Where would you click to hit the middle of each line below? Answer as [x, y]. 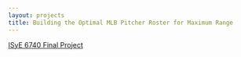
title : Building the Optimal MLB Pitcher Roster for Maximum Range [121, 23]
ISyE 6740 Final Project [46, 45]
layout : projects [37, 15]
